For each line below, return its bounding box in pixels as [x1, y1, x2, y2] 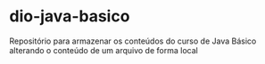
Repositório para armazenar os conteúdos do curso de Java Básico [9, 36, 257, 46]
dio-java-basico [9, 6, 130, 27]
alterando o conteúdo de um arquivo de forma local [9, 44, 198, 55]
